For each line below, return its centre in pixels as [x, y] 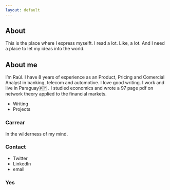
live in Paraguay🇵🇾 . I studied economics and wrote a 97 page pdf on [79, 88]
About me [21, 65]
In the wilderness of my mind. [37, 134]
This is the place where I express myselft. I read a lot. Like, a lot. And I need [85, 43]
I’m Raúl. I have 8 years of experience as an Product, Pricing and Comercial [85, 77]
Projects [22, 109]
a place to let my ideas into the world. [45, 49]
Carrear [15, 123]
